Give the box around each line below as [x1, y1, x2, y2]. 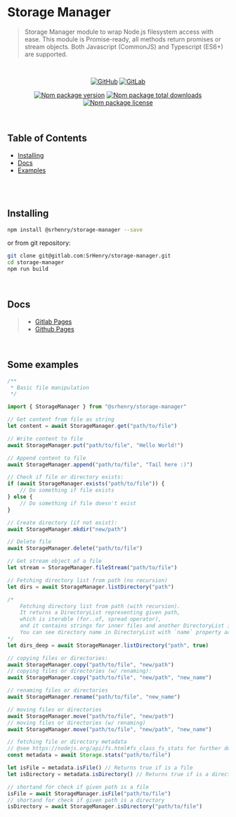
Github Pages [34, 324, 75, 333]
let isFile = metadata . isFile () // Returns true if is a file [7, 764, 193, 771]
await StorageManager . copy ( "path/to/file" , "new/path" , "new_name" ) [7, 674, 212, 681]
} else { [7, 493, 33, 500]
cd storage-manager [7, 259, 65, 266]
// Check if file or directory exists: [7, 474, 124, 481]
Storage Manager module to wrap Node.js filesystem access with [24, 27, 214, 36]
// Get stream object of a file [7, 557, 102, 565]
